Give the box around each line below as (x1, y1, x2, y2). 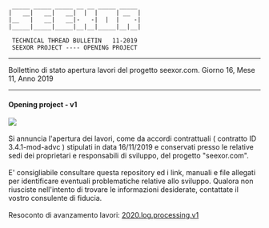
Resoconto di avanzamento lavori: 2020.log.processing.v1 (8, 210, 199, 220)
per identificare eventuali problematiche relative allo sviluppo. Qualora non (8, 176, 254, 186)
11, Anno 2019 (8, 74, 54, 83)
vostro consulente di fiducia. (8, 194, 102, 203)
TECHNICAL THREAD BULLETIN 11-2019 (11, 37, 138, 45)
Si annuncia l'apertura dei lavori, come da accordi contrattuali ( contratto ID (8, 134, 257, 143)
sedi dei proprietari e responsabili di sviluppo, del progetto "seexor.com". (8, 151, 250, 161)
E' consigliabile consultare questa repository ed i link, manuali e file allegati (8, 168, 256, 178)
